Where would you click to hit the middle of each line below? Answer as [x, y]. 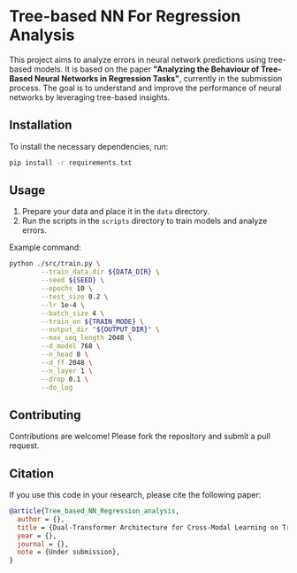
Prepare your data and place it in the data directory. [116, 212]
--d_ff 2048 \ [67, 362]
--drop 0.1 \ [65, 379]
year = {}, [37, 536]
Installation [41, 125]
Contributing [45, 415]
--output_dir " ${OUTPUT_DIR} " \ [101, 329]
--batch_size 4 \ [72, 313]
